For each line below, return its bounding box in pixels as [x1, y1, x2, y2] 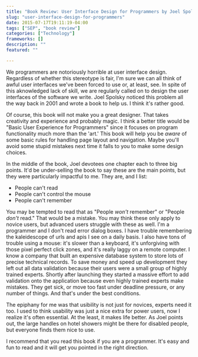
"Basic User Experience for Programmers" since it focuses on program [6, 123, 178, 130]
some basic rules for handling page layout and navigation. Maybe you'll [6, 136, 179, 143]
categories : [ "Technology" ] [6, 31, 75, 37]
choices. [6, 149, 27, 156]
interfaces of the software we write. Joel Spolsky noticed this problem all [6, 93, 184, 100]
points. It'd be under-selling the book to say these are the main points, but [6, 166, 186, 173]
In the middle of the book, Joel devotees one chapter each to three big [6, 160, 178, 167]
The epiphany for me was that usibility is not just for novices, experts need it [6, 301, 192, 308]
